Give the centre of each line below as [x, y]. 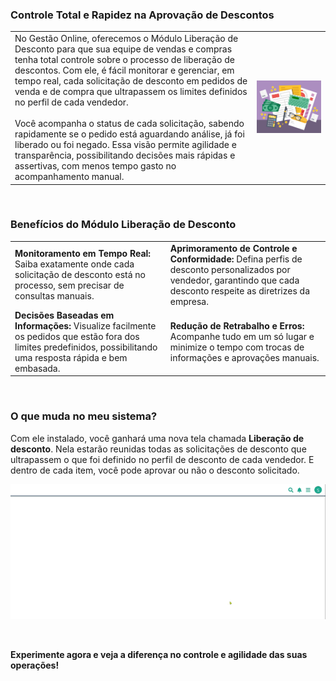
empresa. [189, 301]
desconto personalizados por [230, 269]
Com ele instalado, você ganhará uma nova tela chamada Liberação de [157, 438]
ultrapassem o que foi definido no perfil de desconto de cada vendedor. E [162, 459]
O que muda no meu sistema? [84, 416]
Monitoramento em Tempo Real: [83, 254]
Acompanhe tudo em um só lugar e [242, 336]
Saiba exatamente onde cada [74, 264]
